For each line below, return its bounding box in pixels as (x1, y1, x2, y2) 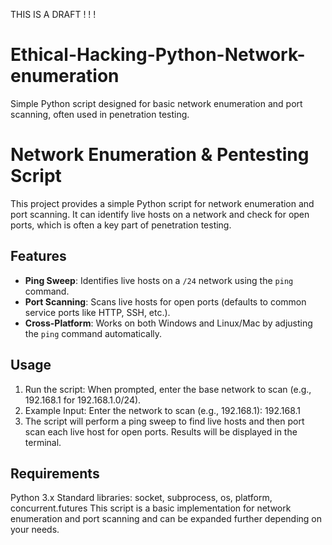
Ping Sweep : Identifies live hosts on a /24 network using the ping (24, 274, 294, 286)
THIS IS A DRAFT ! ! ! (10, 9, 97, 20)
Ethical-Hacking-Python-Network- (10, 44, 306, 66)
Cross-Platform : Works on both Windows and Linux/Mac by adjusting (24, 317, 313, 329)
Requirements (10, 465, 100, 482)
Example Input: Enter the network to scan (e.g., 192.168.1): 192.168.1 (24, 404, 301, 416)
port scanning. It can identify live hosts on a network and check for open (10, 208, 310, 220)
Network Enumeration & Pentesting (10, 144, 310, 166)
